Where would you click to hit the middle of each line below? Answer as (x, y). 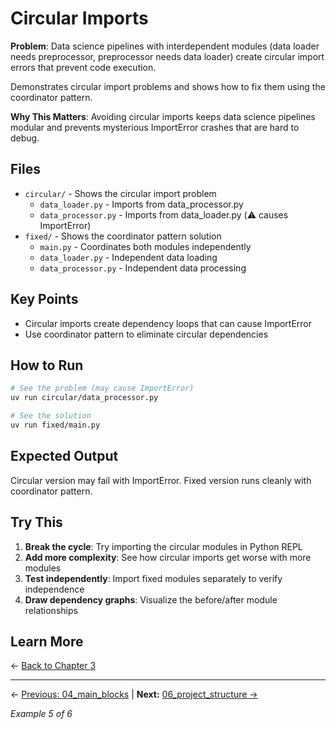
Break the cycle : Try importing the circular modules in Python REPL (163, 546)
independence (54, 589)
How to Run (47, 365)
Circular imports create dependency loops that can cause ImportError (168, 323)
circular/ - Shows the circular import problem (120, 193)
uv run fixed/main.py (55, 425)
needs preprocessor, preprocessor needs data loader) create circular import (167, 56)
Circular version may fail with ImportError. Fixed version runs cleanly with (161, 480)
